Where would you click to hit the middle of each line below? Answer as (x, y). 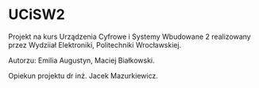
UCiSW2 (37, 15)
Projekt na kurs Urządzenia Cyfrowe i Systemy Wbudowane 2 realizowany (130, 36)
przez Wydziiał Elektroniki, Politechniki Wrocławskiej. (95, 44)
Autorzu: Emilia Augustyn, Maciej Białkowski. (81, 60)
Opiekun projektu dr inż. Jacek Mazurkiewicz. (83, 75)
